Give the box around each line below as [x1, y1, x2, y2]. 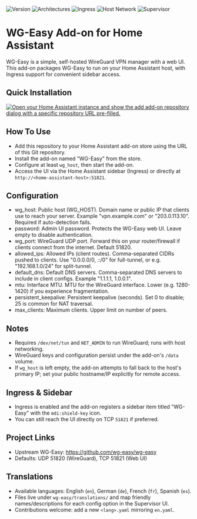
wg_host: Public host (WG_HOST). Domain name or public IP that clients [14, 206, 189, 213]
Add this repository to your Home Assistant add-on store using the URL [14, 142, 188, 150]
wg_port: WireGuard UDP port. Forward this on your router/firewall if [14, 237, 181, 244]
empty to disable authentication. [14, 232, 93, 239]
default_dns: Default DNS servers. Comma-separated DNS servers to [14, 269, 182, 276]
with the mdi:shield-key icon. [30, 409, 102, 416]
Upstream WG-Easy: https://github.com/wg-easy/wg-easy [14, 448, 157, 455]
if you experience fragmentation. [29, 287, 109, 295]
